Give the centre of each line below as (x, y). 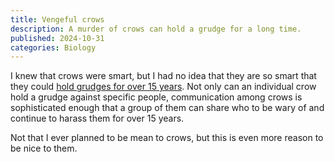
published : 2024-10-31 (57, 38)
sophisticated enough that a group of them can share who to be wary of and (167, 108)
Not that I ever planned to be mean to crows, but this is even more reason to (167, 138)
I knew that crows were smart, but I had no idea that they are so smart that (163, 76)
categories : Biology (53, 47)
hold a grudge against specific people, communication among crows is (156, 97)
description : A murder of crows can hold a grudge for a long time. (156, 29)
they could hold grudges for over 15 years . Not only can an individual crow (163, 87)
